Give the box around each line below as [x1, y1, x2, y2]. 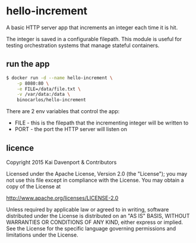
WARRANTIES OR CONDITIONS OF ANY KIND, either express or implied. [6, 219, 183, 226]
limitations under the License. [6, 231, 78, 238]
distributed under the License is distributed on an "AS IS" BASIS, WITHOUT [6, 212, 190, 219]
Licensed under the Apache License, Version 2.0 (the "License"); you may [6, 170, 188, 177]
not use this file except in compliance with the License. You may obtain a [6, 176, 184, 183]
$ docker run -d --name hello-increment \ [6, 74, 113, 81]
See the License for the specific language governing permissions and [6, 225, 176, 232]
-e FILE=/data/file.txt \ [17, 86, 81, 92]
